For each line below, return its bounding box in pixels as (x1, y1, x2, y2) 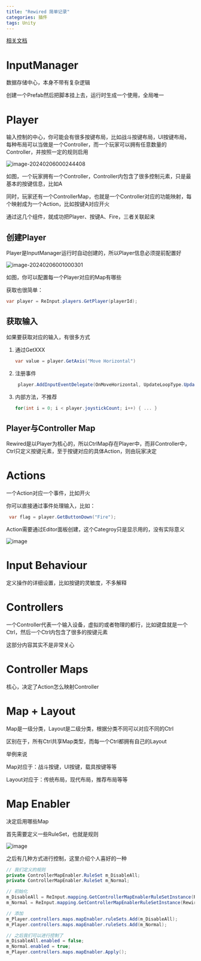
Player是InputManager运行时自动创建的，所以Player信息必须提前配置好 (6, 250, 182, 257)
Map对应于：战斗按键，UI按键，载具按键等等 (6, 763, 117, 770)
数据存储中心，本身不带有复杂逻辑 (6, 79, 90, 86)
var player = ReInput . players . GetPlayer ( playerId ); (6, 299, 138, 305)
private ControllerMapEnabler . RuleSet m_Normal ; (6, 878, 130, 884)
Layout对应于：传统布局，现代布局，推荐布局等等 (6, 776, 128, 783)
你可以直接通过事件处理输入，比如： (6, 502, 96, 509)
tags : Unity (6, 20, 36, 26)
